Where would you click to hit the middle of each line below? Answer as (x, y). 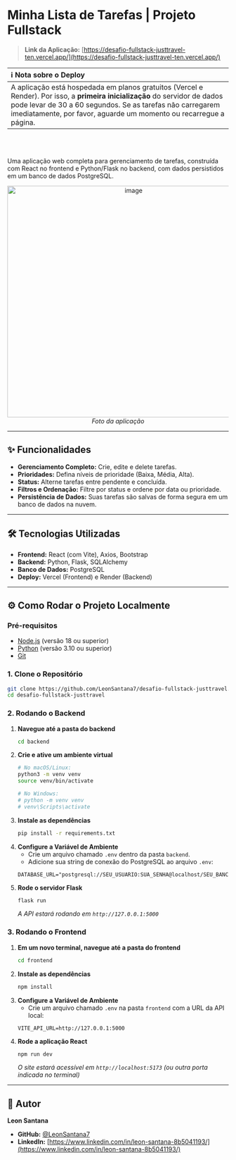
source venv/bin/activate (55, 781)
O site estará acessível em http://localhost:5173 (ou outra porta (113, 1068)
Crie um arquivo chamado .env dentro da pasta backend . (109, 854)
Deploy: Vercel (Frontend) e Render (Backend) (85, 577)
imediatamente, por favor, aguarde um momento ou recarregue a (118, 113)
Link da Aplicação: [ (54, 49)
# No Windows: (38, 794)
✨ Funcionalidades (49, 450)
